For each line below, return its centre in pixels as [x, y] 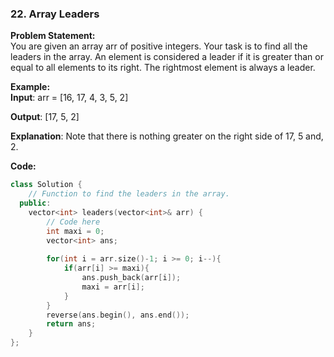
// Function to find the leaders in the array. [129, 194]
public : [35, 203]
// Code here [73, 222]
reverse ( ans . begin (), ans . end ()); [118, 315]
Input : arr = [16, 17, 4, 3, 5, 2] [69, 98]
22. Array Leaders [55, 14]
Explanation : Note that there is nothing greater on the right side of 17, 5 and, [167, 136]
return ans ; [71, 324]
